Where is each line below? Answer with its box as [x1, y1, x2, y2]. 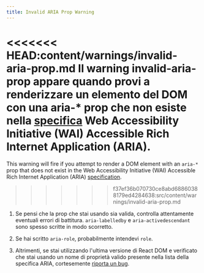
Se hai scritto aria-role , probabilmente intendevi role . [15, 234, 153, 242]
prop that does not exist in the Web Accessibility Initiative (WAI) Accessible [6, 166, 196, 174]
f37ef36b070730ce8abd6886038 [113, 185, 198, 192]
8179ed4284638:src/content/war [113, 191, 197, 199]
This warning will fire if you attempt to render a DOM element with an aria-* [6, 160, 198, 167]
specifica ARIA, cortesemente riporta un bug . [15, 260, 130, 267]
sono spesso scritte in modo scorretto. [15, 223, 113, 230]
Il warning [78, 61, 130, 75]
